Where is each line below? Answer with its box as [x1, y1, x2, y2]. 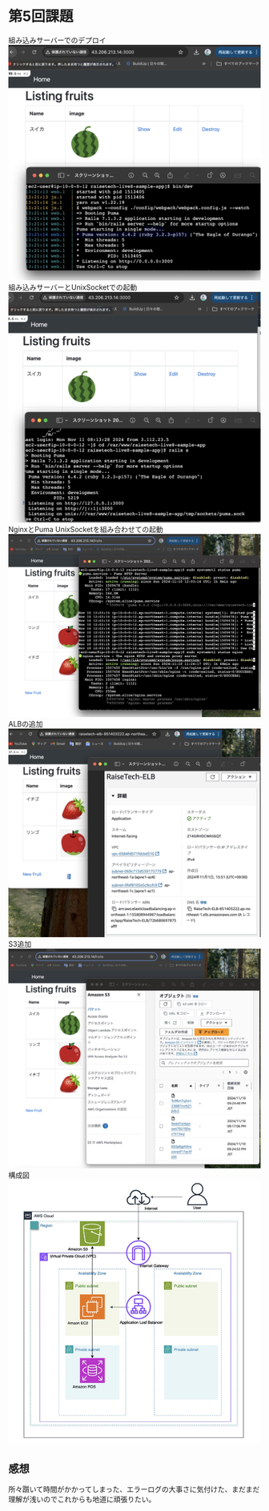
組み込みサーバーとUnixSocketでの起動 [8, 282, 138, 292]
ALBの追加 [8, 719, 43, 728]
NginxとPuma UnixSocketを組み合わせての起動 [8, 525, 163, 535]
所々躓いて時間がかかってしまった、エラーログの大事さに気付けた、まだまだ [8, 1485, 260, 1494]
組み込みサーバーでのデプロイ [8, 35, 106, 45]
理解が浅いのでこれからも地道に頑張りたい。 [8, 1494, 156, 1505]
